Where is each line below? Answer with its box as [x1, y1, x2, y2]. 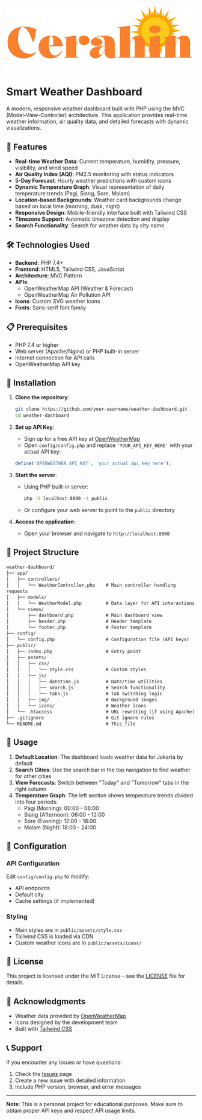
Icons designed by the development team [14, 1019, 118, 1026]
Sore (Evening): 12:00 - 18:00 [23, 817, 97, 824]
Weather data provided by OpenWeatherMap [14, 1013, 126, 1020]
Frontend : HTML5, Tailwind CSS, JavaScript [14, 265, 124, 273]
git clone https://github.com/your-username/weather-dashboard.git [14, 407, 188, 413]
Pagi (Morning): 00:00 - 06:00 [23, 805, 99, 812]
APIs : [14, 278, 29, 285]
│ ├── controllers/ [6, 576, 61, 582]
